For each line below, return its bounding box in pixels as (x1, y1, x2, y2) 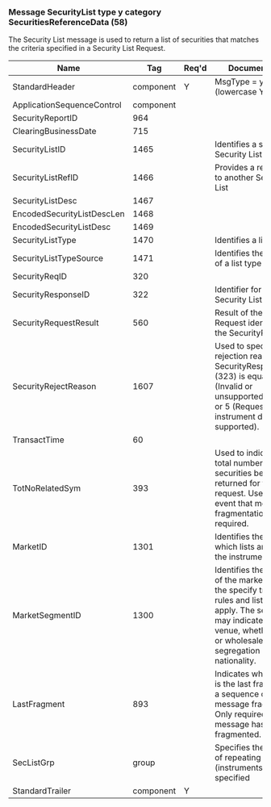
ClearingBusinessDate (12, 126, 97, 137)
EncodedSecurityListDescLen (12, 208, 125, 220)
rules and (215, 595, 250, 606)
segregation (215, 645, 261, 656)
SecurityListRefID (12, 172, 79, 183)
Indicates (215, 668, 250, 679)
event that (215, 498, 253, 509)
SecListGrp (12, 757, 55, 768)
